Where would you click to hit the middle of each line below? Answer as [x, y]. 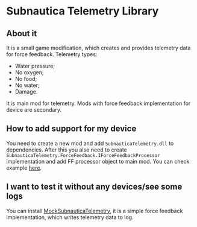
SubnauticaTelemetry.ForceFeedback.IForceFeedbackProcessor [83, 155]
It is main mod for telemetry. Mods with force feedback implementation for [98, 103]
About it [22, 34]
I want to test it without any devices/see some [94, 187]
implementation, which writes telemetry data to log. [70, 217]
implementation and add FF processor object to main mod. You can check [98, 161]
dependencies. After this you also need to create [67, 150]
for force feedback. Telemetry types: [52, 54]
